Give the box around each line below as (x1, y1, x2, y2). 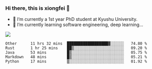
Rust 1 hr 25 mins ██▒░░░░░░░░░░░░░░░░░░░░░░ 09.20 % (5, 45, 147, 51)
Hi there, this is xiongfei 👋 (5, 5, 70, 12)
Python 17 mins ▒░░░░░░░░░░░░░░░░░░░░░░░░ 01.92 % (5, 59, 147, 64)
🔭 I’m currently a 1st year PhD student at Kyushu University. (12, 16, 138, 22)
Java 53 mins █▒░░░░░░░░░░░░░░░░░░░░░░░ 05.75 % (5, 50, 147, 55)
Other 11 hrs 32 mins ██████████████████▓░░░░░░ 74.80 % (5, 41, 147, 47)
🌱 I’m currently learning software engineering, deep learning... (12, 21, 144, 28)
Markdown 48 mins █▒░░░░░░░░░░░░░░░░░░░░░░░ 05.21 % (5, 55, 147, 60)
